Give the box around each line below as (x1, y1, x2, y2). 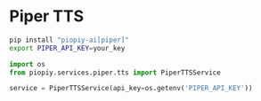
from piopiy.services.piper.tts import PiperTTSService (9, 68, 221, 77)
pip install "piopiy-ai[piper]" (9, 35, 129, 44)
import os (9, 59, 46, 68)
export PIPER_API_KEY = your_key (9, 43, 126, 52)
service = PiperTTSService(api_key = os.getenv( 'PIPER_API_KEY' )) (9, 84, 253, 93)
